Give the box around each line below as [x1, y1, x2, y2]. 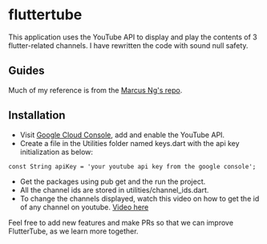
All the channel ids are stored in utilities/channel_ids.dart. [19, 185, 209, 194]
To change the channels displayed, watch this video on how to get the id [19, 193, 260, 203]
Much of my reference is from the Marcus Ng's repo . [8, 85, 183, 95]
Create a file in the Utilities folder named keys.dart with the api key [19, 138, 240, 148]
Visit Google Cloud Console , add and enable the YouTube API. [19, 130, 225, 140]
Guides [8, 64, 46, 78]
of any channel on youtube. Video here [19, 202, 149, 212]
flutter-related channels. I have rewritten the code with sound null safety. [8, 40, 249, 50]
